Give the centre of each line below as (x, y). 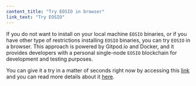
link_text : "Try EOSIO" (36, 17)
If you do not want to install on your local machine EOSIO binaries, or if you (97, 34)
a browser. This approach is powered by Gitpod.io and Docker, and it (90, 46)
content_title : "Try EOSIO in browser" (56, 11)
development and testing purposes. (50, 59)
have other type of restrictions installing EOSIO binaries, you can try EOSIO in (98, 40)
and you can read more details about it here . (60, 77)
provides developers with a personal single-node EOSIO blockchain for (91, 52)
